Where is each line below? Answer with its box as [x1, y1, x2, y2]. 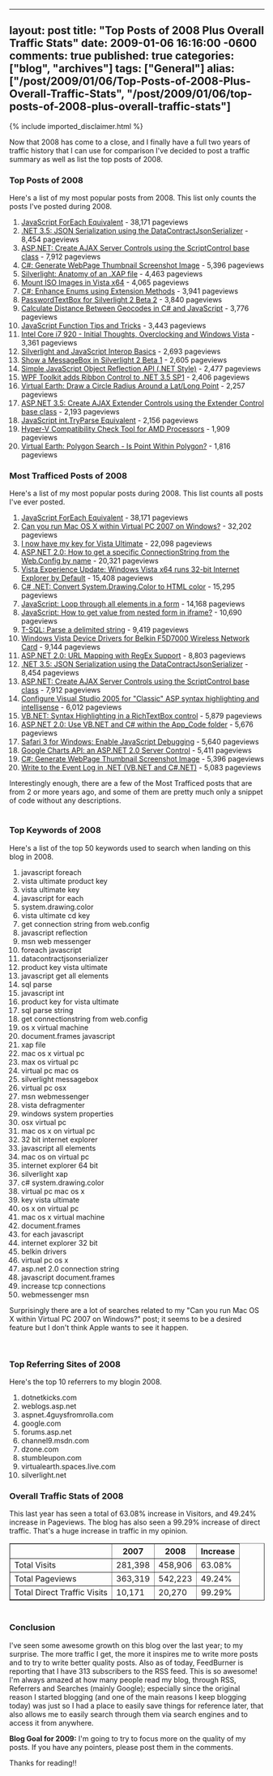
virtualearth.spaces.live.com [20, 1461, 116, 1471]
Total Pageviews [14, 1573, 77, 1585]
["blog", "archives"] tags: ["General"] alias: [9, 62, 235, 75]
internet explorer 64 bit [20, 1160, 98, 1170]
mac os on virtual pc [20, 1152, 90, 1161]
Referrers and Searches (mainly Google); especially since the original [9, 1684, 241, 1693]
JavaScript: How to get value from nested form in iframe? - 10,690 [20, 607, 242, 617]
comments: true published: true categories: [9, 49, 235, 63]
